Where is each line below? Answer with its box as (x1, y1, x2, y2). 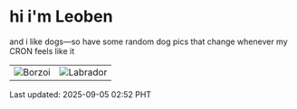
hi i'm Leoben (9, 6, 113, 27)
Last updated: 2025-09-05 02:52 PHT (9, 88, 152, 100)
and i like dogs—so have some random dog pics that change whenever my (9, 36, 288, 47)
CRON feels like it (9, 45, 75, 56)
